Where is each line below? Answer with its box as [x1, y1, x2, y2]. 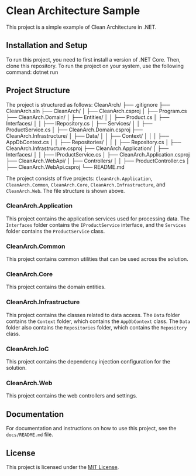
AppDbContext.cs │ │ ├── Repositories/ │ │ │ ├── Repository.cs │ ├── [6, 138, 181, 145]
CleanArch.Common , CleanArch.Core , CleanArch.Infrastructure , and [6, 181, 166, 188]
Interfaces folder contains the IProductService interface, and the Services [6, 221, 187, 228]
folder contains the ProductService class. [6, 227, 105, 234]
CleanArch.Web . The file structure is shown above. [6, 187, 125, 194]
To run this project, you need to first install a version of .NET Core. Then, [6, 56, 181, 63]
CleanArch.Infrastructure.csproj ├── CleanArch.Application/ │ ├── [6, 145, 169, 152]
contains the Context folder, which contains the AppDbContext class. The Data [6, 318, 191, 325]
